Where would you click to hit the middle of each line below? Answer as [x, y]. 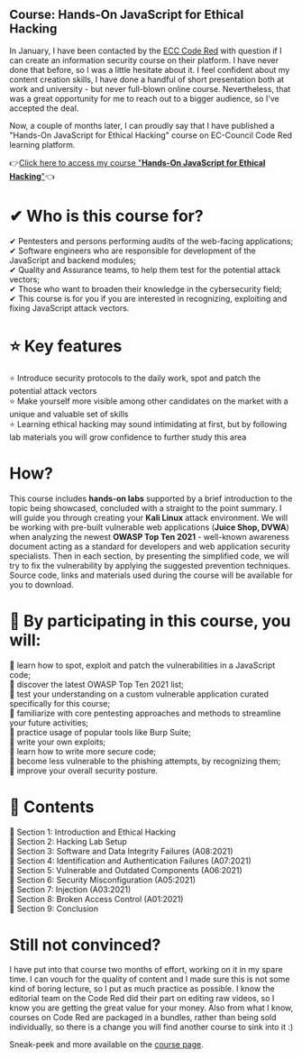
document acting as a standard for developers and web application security [150, 546]
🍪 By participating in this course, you [150, 621]
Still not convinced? [85, 945]
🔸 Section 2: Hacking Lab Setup [69, 841]
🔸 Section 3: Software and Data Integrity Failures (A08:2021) [121, 851]
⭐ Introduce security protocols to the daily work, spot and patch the [135, 378]
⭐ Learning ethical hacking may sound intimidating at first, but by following [148, 424]
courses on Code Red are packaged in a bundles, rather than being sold [143, 1018]
